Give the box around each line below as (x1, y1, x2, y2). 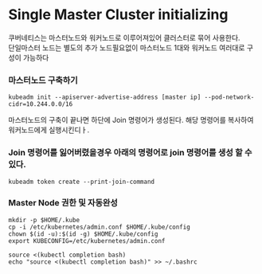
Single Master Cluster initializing (8, 6, 229, 24)
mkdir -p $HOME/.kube (8, 216, 80, 224)
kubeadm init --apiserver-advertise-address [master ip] (8, 93, 201, 101)
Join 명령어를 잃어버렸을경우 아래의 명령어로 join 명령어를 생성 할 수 (8, 147, 252, 159)
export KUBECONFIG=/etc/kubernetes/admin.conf (8, 237, 166, 245)
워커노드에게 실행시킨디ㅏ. (8, 125, 90, 135)
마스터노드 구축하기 (8, 74, 78, 85)
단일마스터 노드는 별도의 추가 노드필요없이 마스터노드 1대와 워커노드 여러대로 (8, 42, 245, 53)
